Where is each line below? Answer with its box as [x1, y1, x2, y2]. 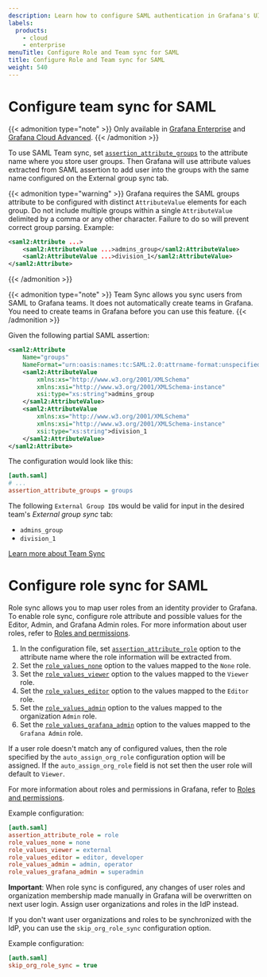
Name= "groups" [22, 353, 69, 362]
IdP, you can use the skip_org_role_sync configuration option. [8, 924, 212, 933]
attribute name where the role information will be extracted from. [19, 652, 232, 661]
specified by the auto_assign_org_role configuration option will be [8, 753, 226, 761]
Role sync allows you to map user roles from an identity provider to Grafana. [8, 603, 257, 613]
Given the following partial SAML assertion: [8, 331, 149, 341]
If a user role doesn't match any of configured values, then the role [8, 744, 228, 753]
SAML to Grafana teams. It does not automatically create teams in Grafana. [8, 298, 253, 308]
